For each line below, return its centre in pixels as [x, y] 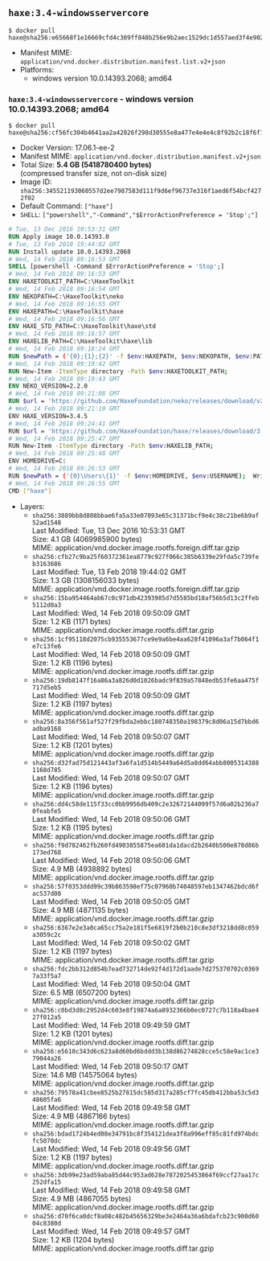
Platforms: [37, 69]
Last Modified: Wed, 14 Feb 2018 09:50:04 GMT [111, 984]
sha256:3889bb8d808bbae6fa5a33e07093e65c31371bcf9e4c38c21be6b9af [145, 515]
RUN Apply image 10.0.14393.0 [59, 236]
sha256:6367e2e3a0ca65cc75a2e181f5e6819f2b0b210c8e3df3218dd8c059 [145, 928]
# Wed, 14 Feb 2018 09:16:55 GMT [64, 304]
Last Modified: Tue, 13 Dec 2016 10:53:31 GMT [109, 530]
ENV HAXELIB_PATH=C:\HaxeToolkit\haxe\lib [80, 342]
